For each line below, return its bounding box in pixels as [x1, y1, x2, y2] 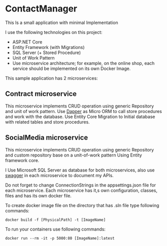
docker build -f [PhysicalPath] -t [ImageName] [5, 217, 106, 222]
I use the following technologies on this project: [5, 29, 103, 35]
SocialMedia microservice [5, 133, 88, 142]
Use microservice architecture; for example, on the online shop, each [12, 60, 155, 66]
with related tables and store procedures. [5, 118, 90, 125]
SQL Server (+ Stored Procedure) [12, 49, 81, 55]
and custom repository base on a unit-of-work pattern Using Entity [5, 152, 142, 158]
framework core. [5, 157, 39, 163]
